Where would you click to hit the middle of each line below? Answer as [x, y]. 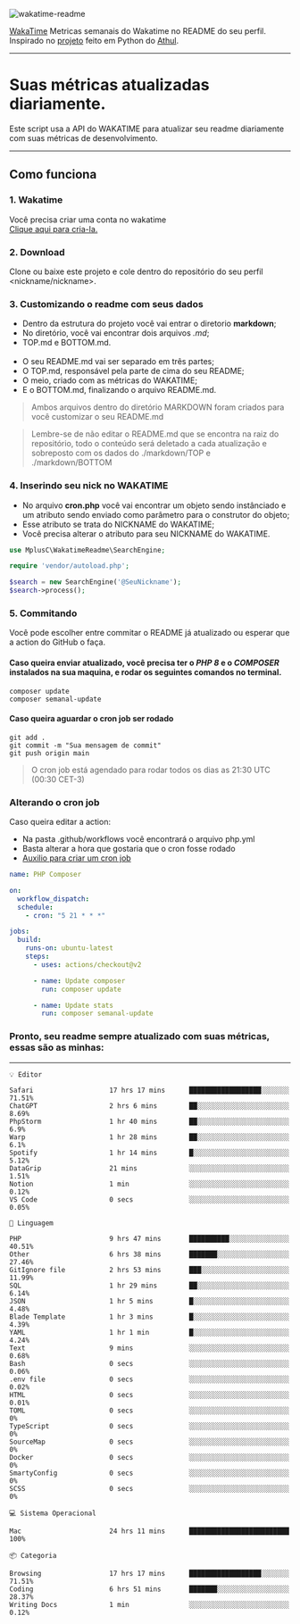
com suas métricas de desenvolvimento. [83, 137]
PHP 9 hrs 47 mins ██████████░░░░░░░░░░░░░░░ [150, 1238]
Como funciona [53, 175]
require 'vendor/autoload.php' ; [69, 566]
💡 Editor [26, 1074]
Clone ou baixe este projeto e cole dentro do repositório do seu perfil [136, 271]
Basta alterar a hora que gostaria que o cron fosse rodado [129, 849]
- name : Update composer [79, 981]
